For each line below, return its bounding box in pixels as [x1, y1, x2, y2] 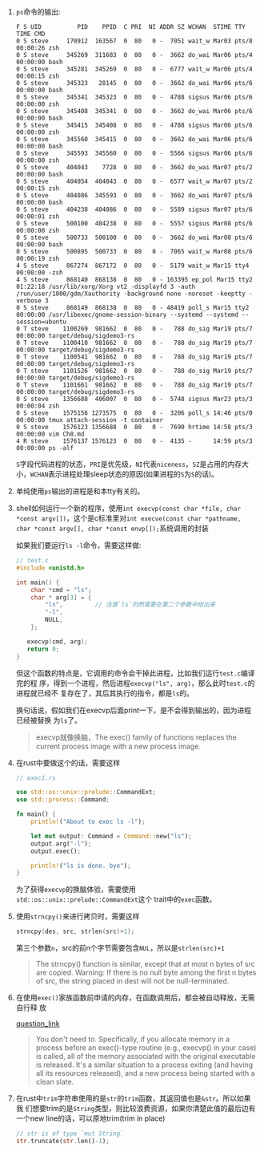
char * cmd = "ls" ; [30, 586, 92, 594]
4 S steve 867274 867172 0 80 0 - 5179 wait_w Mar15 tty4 [15, 262, 250, 270]
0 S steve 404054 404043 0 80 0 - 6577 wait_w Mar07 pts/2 [15, 177, 254, 185]
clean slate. [35, 1077, 74, 1087]
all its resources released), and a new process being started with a [35, 1069, 255, 1078]
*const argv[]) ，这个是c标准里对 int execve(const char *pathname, [15, 513, 242, 523]
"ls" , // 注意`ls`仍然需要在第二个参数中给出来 [45, 601, 216, 609]
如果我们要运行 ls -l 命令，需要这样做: [15, 541, 142, 550]
